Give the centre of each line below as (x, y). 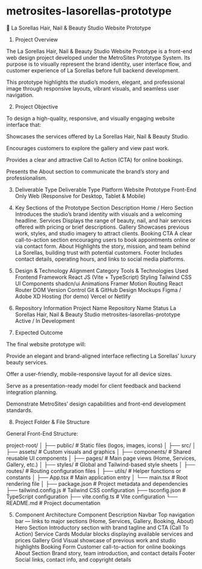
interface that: (24, 124)
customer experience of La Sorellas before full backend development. (93, 70)
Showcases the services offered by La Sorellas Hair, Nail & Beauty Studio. (98, 136)
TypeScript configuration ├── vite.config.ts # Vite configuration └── (92, 497)
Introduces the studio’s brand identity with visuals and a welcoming (99, 214)
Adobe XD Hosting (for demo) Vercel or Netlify (73, 296)
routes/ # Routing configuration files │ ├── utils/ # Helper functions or (94, 471)
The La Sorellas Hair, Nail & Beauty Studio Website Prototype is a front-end (99, 51)
